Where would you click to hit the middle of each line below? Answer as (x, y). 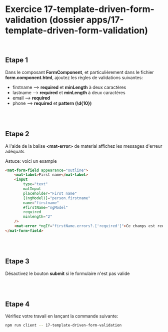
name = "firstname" (41, 203)
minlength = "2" (38, 217)
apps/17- (105, 20)
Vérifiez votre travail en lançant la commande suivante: (62, 316)
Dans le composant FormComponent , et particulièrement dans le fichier (79, 72)
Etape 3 (17, 261)
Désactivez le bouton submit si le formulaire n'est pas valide (67, 273)
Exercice (24, 9)
